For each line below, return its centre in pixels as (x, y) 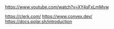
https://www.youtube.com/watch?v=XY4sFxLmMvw (57, 7)
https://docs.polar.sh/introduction (39, 22)
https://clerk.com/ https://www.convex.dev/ (49, 16)
